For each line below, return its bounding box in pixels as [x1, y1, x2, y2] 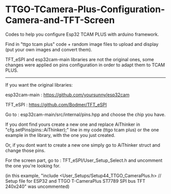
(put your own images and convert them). [5, 46, 93, 52]
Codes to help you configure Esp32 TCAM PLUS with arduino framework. [5, 31, 159, 37]
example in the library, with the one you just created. [5, 132, 116, 138]
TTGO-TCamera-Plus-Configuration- [5, 4, 165, 15]
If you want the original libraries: [5, 81, 73, 88]
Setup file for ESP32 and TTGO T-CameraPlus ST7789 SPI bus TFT [5, 178, 146, 184]
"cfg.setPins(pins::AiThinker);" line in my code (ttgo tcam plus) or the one [5, 126, 159, 133]
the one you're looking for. [5, 162, 61, 169]
